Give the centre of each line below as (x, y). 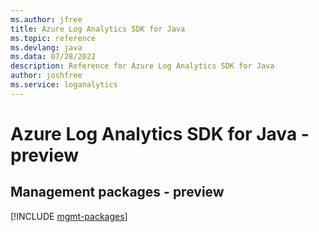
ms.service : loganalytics (64, 85)
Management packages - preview (117, 192)
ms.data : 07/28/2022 (53, 57)
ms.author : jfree (46, 19)
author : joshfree (46, 76)
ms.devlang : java (46, 47)
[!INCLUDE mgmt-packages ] (69, 216)
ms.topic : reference (53, 38)
